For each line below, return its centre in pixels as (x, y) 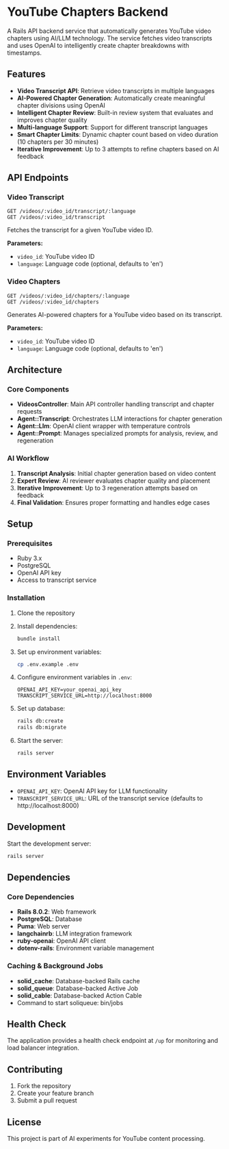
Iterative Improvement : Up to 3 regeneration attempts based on (107, 488)
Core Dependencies (41, 896)
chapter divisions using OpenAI (61, 105)
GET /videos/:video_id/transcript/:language (71, 212)
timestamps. (25, 53)
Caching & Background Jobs (55, 966)
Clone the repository (46, 613)
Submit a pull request (47, 1100)
